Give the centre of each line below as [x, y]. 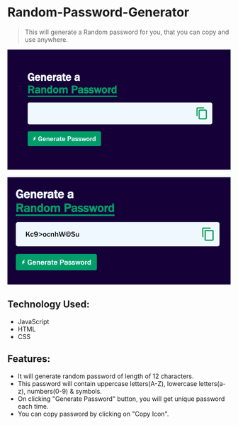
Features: [29, 359]
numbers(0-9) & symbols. [65, 391]
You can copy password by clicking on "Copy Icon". [93, 414]
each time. [33, 406]
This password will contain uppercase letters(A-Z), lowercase [107, 383]
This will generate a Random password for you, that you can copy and [127, 32]
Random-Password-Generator [98, 12]
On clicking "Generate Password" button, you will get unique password [121, 399]
